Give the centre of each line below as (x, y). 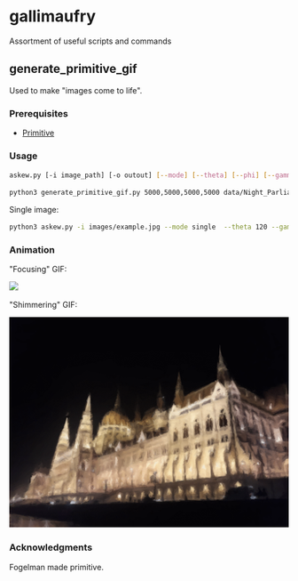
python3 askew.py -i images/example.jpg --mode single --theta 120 (138, 227)
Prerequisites (39, 113)
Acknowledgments (51, 547)
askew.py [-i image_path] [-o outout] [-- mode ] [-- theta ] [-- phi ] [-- (142, 175)
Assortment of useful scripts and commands (90, 41)
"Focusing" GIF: (38, 270)
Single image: (34, 210)
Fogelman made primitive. (57, 567)
